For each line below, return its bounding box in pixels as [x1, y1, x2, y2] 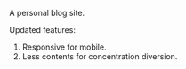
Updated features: [9, 25, 76, 34]
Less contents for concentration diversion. [21, 51, 178, 61]
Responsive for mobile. [21, 42, 107, 52]
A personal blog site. [9, 8, 85, 18]
